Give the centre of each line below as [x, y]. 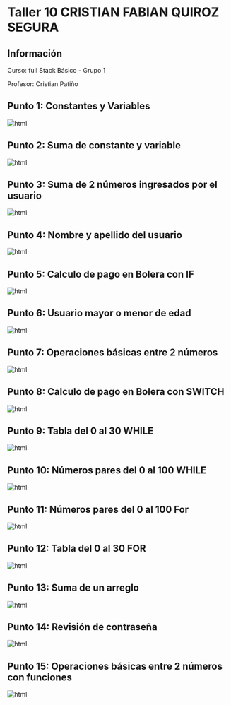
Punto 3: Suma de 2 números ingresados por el [112, 185]
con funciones [40, 677]
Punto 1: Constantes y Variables [79, 106]
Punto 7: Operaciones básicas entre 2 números [113, 353]
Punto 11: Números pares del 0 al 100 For [98, 509]
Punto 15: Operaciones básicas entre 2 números [115, 666]
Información [35, 53]
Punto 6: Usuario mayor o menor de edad [99, 313]
